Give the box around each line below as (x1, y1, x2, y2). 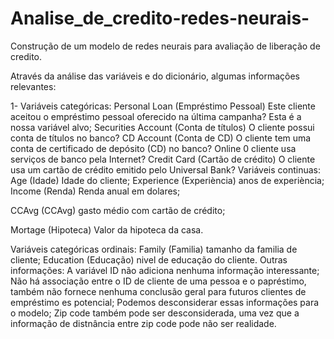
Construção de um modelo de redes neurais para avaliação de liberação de (10, 40, 321, 52)
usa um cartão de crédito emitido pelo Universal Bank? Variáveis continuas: (10, 163, 321, 176)
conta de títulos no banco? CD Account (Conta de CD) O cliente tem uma (10, 132, 312, 144)
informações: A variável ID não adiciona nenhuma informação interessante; (10, 264, 320, 276)
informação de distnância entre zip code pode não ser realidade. (10, 317, 277, 329)
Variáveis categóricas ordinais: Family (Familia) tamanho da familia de (10, 243, 298, 255)
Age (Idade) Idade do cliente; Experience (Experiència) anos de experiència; (10, 174, 325, 186)
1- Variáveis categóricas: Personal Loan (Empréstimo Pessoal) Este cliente (10, 100, 316, 112)
